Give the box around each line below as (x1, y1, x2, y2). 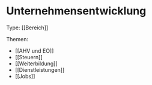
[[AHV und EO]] (14, 47, 54, 54)
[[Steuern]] (14, 53, 43, 60)
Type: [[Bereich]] (6, 24, 49, 31)
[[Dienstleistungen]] (14, 66, 65, 73)
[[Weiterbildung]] (14, 60, 58, 67)
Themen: (6, 35, 29, 42)
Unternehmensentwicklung (6, 4, 147, 18)
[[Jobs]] (14, 72, 35, 80)
